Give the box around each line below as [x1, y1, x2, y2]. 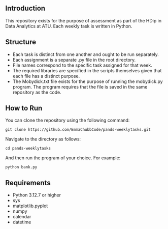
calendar [12, 214, 31, 220]
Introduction [5, 4, 46, 13]
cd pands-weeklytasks [5, 146, 51, 151]
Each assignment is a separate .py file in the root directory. [12, 56, 136, 63]
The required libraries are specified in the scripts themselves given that [12, 67, 162, 73]
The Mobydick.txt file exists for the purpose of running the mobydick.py [12, 78, 163, 84]
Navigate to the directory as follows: [5, 136, 81, 142]
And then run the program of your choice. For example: [5, 155, 121, 161]
